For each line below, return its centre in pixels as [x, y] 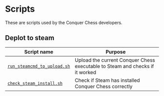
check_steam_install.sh [35, 83]
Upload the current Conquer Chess [115, 60]
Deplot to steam [30, 38]
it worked [86, 72]
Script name [39, 51]
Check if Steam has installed [107, 80]
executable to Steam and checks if [114, 66]
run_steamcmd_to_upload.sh [39, 66]
